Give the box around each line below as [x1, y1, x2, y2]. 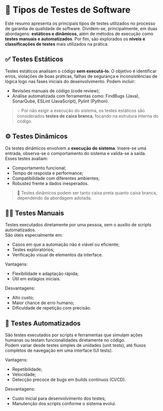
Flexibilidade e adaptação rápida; [12, 271, 79, 276]
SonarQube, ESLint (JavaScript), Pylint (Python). [12, 98, 109, 104]
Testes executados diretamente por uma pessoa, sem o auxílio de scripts [5, 222, 152, 228]
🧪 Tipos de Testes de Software [5, 4, 130, 16]
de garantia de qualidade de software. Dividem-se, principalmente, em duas [5, 25, 158, 31]
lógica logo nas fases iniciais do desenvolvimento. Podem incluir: [5, 78, 136, 84]
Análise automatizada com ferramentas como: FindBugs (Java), [12, 93, 140, 99]
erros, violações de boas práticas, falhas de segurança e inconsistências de [5, 73, 158, 79]
